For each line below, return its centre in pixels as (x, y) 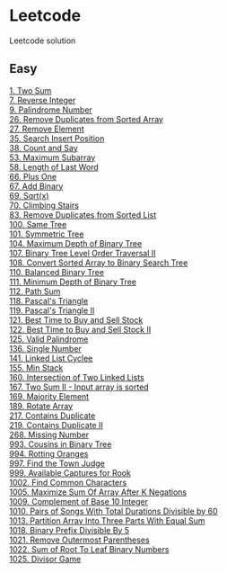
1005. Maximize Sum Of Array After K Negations (98, 492)
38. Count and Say (44, 148)
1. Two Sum (31, 90)
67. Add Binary (36, 186)
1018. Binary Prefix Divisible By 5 (70, 530)
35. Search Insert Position (57, 138)
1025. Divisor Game (45, 559)
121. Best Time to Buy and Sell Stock (76, 319)
